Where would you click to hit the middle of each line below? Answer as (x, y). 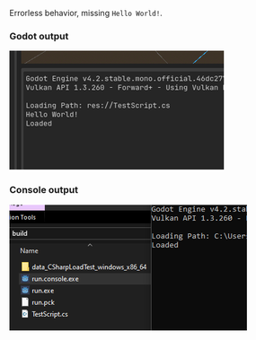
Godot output (39, 36)
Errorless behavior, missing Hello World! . (86, 13)
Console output (44, 190)
